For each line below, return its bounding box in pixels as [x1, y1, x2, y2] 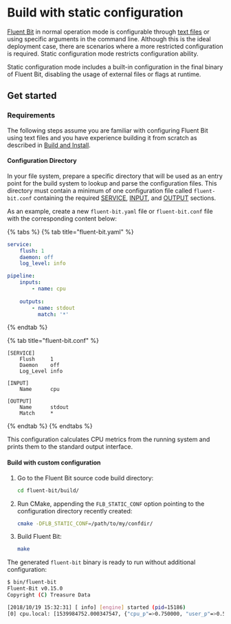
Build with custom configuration [7, 458, 101, 467]
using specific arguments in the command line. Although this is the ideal [7, 34, 211, 43]
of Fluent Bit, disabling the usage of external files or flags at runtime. [7, 70, 201, 78]
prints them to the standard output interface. [7, 443, 133, 451]
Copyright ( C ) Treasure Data [7, 592, 91, 599]
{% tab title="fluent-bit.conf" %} [7, 337, 100, 345]
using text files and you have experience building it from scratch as [7, 133, 197, 142]
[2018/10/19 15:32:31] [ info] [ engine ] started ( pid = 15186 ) [7, 603, 186, 611]
